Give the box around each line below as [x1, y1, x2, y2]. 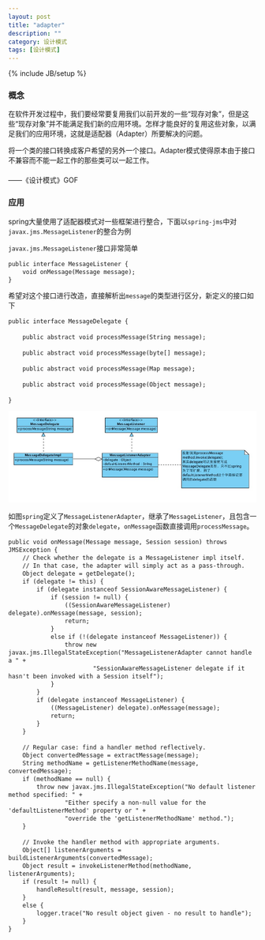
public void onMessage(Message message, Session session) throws [8, 538, 227, 547]
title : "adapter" [8, 21, 65, 29]
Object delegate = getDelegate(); [22, 570, 136, 578]
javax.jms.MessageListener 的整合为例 [8, 226, 132, 236]
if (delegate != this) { [22, 577, 104, 586]
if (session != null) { [50, 593, 129, 602]
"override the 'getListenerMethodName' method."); [64, 814, 235, 823]
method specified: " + [8, 791, 83, 799]
